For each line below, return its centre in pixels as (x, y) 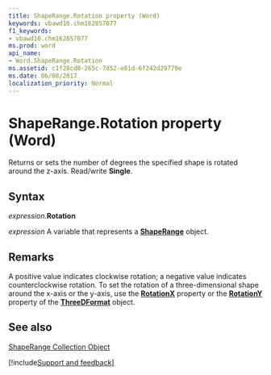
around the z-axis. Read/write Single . (71, 171)
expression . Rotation (42, 216)
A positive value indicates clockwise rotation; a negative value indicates (127, 277)
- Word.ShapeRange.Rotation (56, 61)
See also (30, 327)
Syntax (27, 196)
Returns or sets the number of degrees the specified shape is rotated (123, 163)
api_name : (25, 53)
